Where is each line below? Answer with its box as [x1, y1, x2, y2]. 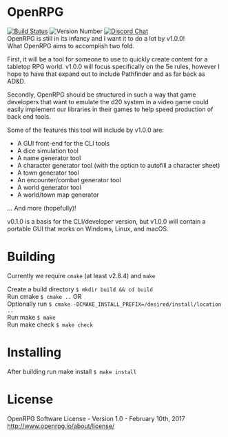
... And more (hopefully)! [7, 204, 77, 212]
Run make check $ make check [7, 320, 94, 329]
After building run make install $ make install [7, 367, 137, 376]
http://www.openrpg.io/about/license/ [7, 422, 115, 430]
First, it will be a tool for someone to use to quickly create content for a [7, 55, 208, 63]
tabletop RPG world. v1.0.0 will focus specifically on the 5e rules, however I [7, 62, 220, 70]
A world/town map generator [17, 191, 99, 199]
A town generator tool [17, 168, 79, 177]
